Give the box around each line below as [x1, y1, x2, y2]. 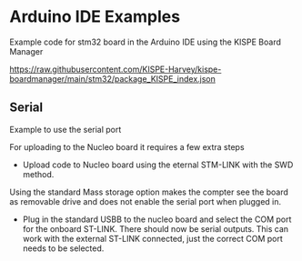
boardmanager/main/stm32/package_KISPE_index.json [9, 73, 216, 84]
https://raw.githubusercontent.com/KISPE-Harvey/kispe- [9, 64, 222, 75]
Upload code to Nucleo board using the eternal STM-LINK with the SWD [22, 159, 294, 170]
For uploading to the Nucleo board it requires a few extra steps [9, 141, 245, 152]
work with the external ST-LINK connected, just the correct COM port [22, 233, 284, 244]
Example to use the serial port [9, 124, 122, 135]
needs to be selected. [22, 243, 105, 254]
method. [22, 168, 55, 179]
